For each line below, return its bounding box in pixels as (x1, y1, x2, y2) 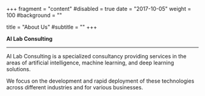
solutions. (6, 66, 31, 72)
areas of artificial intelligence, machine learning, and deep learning (6, 59, 174, 66)
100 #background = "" (6, 12, 62, 19)
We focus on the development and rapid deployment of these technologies (6, 77, 195, 84)
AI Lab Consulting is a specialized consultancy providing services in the (6, 53, 187, 60)
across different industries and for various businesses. (6, 84, 143, 91)
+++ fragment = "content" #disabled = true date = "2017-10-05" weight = (6, 5, 192, 12)
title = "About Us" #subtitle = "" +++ (6, 24, 98, 30)
